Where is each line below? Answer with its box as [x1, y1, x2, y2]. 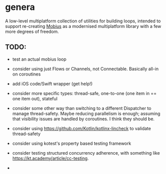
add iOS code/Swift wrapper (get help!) [12, 81, 93, 87]
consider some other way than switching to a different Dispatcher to [12, 105, 152, 111]
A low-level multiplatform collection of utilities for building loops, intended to [5, 18, 161, 24]
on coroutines [12, 71, 41, 77]
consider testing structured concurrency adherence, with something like [12, 150, 160, 156]
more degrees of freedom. [5, 28, 59, 34]
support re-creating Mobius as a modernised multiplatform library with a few [5, 23, 162, 29]
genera [5, 1, 35, 13]
